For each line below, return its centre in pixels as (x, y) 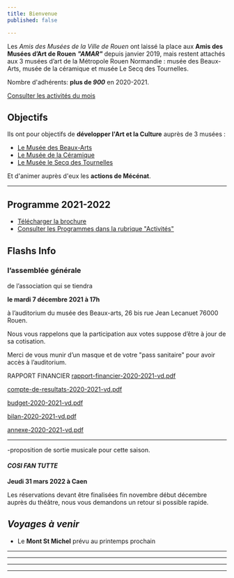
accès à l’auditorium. (37, 362)
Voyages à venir (43, 524)
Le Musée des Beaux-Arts (55, 148)
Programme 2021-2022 (59, 204)
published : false (32, 20)
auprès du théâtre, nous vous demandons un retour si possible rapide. (108, 503)
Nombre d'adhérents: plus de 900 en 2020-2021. (78, 82)
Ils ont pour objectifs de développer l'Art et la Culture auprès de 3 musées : (117, 134)
